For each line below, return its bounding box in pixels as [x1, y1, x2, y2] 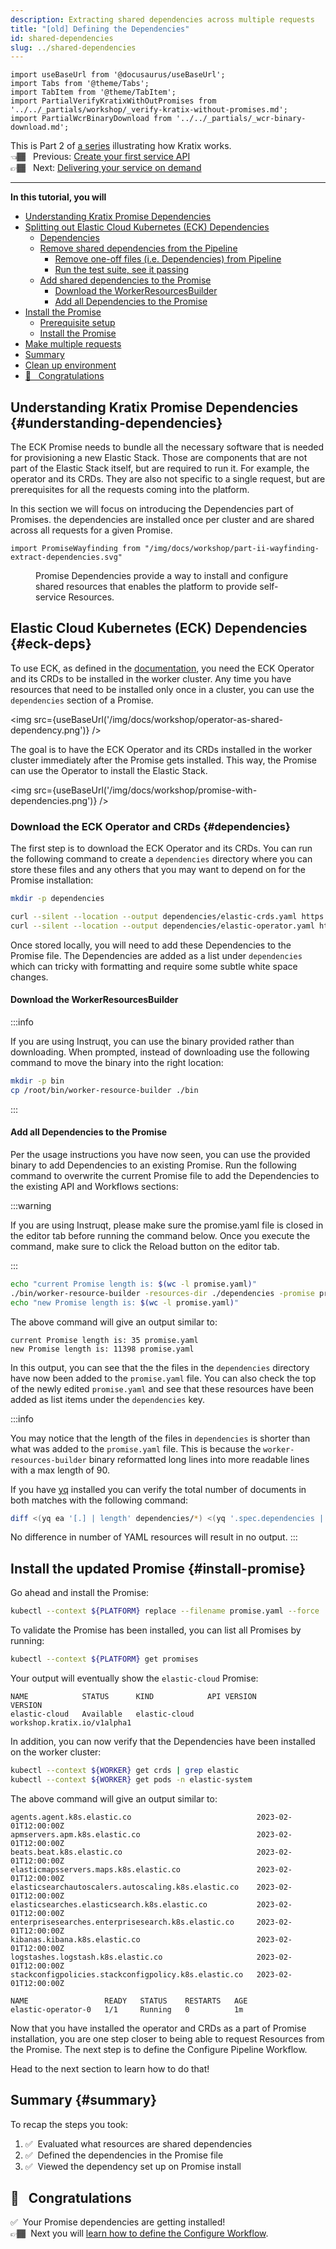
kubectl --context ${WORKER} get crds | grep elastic [10, 1766, 240, 1776]
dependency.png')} [10, 724, 90, 736]
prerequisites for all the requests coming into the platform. [10, 484, 250, 496]
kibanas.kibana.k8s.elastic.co [10, 1934, 141, 1945]
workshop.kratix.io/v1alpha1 [10, 1718, 132, 1728]
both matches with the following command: [10, 1494, 189, 1506]
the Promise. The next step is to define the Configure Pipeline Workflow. [10, 2043, 308, 2055]
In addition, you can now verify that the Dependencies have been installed [10, 1736, 316, 1748]
